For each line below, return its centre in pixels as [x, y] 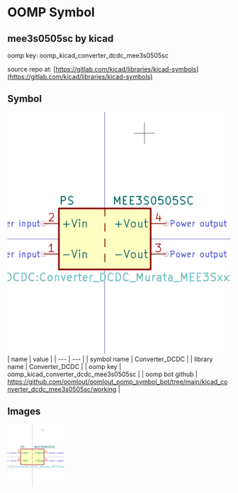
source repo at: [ [32, 69]
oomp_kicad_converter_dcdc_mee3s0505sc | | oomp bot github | [103, 374]
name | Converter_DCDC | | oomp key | [64, 366]
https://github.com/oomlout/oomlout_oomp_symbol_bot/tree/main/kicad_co [118, 381]
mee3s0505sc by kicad [61, 39]
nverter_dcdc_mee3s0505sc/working [62, 389]
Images [24, 412]
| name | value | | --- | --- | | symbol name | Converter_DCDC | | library [110, 359]
